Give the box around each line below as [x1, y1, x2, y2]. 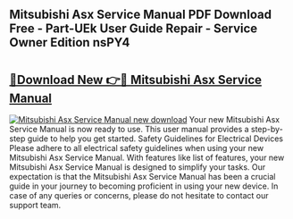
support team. [9, 200, 62, 210]
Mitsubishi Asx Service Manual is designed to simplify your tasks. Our [9, 162, 266, 173]
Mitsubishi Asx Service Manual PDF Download [9, 7, 272, 22]
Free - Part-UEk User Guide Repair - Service [9, 21, 258, 37]
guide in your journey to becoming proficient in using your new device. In [9, 181, 279, 191]
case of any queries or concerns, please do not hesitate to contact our [9, 190, 269, 200]
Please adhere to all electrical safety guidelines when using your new [9, 143, 264, 153]
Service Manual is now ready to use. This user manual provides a [9, 124, 249, 134]
